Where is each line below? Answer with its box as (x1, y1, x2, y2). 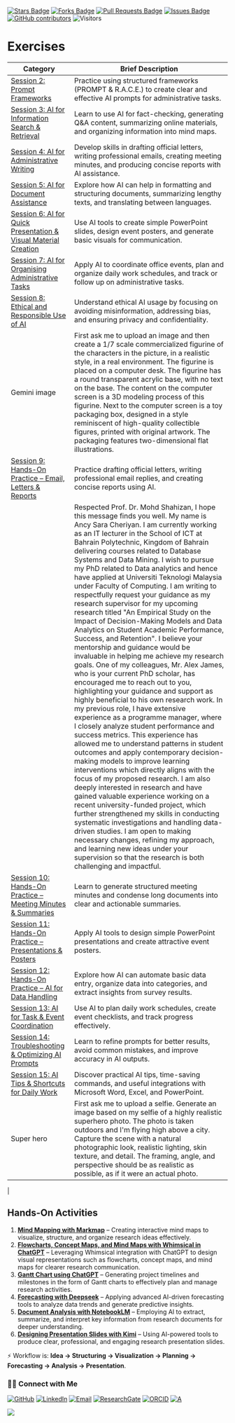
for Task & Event (10, 1012, 64, 1022)
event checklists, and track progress (73, 1012, 194, 1022)
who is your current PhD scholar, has (73, 668, 196, 678)
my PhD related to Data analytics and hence (73, 563, 218, 573)
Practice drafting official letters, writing (73, 465, 202, 474)
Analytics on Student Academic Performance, (73, 624, 225, 634)
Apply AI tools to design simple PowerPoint (73, 928, 215, 937)
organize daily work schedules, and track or (73, 268, 218, 278)
